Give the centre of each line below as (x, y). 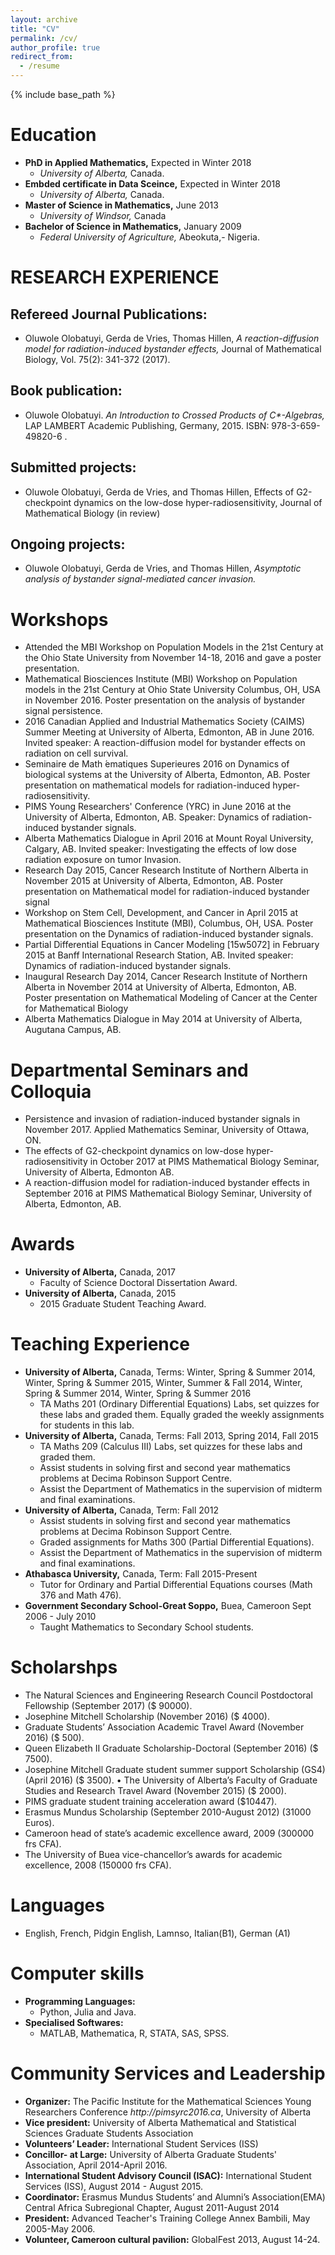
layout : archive (44, 19)
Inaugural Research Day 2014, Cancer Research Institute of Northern (166, 977)
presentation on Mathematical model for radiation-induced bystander (167, 892)
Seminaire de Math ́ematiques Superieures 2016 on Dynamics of (157, 764)
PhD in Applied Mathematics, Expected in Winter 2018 (138, 162)
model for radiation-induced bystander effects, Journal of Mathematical (173, 348)
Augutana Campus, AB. (73, 1030)
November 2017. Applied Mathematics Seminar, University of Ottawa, (167, 1130)
